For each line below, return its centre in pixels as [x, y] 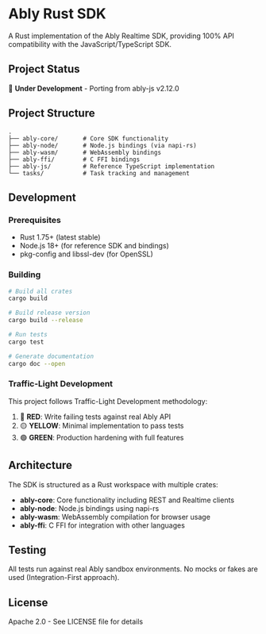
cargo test [26, 342]
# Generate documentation [51, 356]
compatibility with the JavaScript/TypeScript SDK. [90, 44]
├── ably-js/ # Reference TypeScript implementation [112, 166]
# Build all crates [40, 291]
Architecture [40, 465]
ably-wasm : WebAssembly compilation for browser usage [115, 517]
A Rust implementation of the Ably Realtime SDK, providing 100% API [121, 36]
